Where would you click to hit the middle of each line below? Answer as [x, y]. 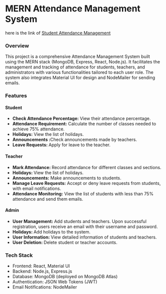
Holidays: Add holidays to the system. [51, 232]
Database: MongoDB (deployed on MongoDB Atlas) [65, 277]
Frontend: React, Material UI [41, 266]
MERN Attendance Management [73, 9]
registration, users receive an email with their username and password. [85, 227]
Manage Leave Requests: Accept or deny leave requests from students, [86, 183]
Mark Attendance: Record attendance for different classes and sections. [87, 167]
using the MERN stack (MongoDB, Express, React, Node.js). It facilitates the [83, 62]
